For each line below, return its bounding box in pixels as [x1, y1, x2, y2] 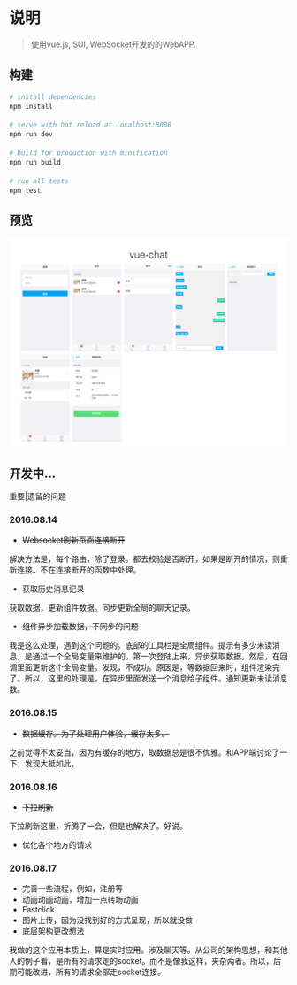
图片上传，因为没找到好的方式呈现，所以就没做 [21, 915, 193, 926]
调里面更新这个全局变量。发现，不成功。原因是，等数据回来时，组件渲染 [9, 662, 272, 673]
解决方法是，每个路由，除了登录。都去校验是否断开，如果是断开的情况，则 [9, 554, 280, 565]
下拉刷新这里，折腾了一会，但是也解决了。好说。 [9, 820, 187, 831]
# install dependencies [9, 92, 97, 102]
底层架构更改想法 [21, 926, 85, 936]
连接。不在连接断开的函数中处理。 [16, 565, 141, 575]
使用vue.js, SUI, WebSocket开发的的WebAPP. [30, 39, 196, 50]
